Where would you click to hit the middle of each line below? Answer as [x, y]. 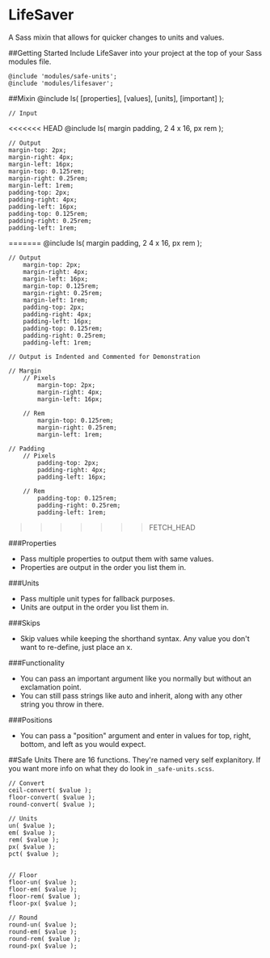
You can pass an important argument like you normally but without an [136, 678]
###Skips [24, 622]
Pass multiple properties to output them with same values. [117, 559]
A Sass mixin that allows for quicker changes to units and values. [116, 37]
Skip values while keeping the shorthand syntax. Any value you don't [135, 638]
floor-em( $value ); [43, 889]
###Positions [30, 720]
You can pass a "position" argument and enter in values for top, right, [135, 735]
